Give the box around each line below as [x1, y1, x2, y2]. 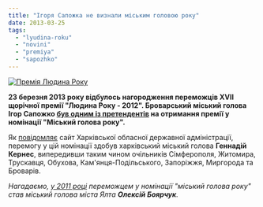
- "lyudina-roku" [15, 33, 73, 42]
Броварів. [8, 166, 41, 176]
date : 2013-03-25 [8, 19, 66, 27]
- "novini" [15, 41, 51, 49]
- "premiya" [15, 48, 55, 56]
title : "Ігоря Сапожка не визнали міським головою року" [8, 11, 200, 20]
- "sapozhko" [15, 56, 58, 64]
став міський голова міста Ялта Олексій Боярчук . [8, 190, 179, 199]
